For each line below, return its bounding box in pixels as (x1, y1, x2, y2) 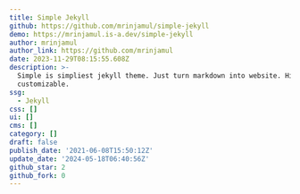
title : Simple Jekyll (9, 13, 90, 22)
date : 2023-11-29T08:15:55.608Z (9, 55, 129, 63)
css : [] (9, 105, 38, 114)
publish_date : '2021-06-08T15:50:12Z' (9, 146, 154, 155)
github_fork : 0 (9, 171, 66, 180)
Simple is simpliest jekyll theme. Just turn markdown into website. (17, 72, 281, 80)
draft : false (9, 138, 58, 147)
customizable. (17, 80, 70, 89)
